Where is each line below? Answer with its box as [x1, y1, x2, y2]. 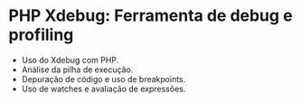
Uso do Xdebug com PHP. [21, 54, 119, 65]
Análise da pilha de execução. [21, 64, 134, 75]
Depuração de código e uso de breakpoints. [21, 73, 186, 84]
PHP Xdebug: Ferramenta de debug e [8, 5, 293, 26]
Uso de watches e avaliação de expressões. [21, 83, 186, 94]
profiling [8, 24, 74, 45]
